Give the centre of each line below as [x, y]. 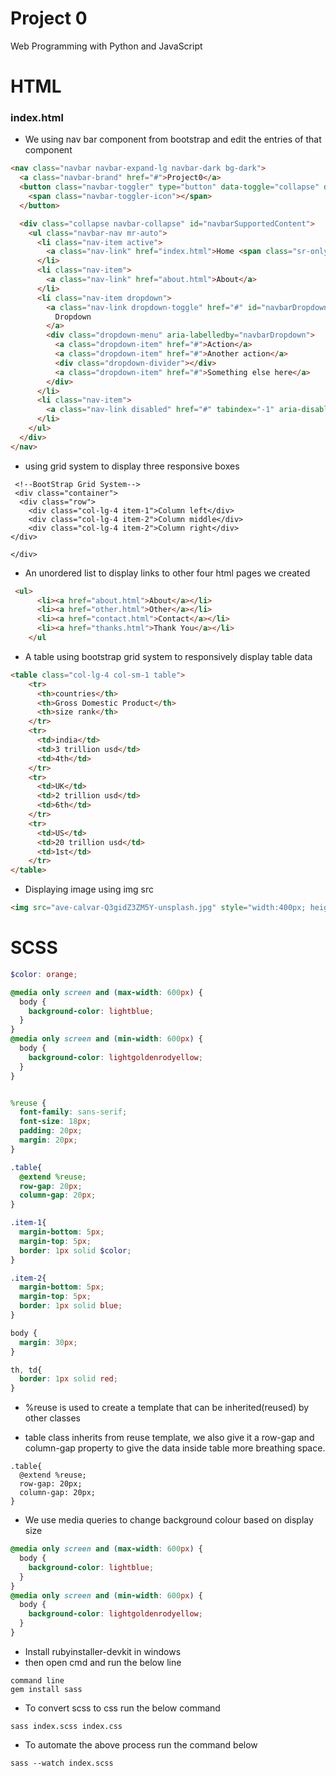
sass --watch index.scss [62, 1763]
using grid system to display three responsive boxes [132, 466]
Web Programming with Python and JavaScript [106, 46]
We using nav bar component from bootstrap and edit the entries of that [173, 139]
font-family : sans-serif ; [73, 1112]
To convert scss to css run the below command [122, 1708]
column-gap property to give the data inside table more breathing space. [175, 1448]
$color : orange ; [44, 974]
